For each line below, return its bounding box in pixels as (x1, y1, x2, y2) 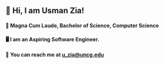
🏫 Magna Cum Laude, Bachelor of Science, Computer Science (5, 22, 159, 29)
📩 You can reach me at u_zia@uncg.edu (5, 51, 104, 58)
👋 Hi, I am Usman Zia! (5, 6, 85, 16)
